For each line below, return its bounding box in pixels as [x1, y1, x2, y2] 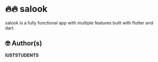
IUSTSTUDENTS [5, 52, 39, 58]
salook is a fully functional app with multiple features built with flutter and [5, 20, 154, 25]
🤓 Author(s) [5, 39, 43, 47]
